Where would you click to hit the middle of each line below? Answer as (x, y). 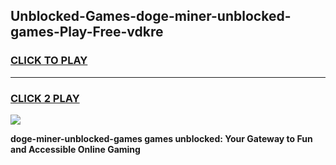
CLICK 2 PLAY (45, 98)
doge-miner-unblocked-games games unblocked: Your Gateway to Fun (161, 138)
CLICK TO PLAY (49, 61)
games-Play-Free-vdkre (87, 32)
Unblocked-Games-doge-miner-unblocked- (151, 16)
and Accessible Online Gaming (75, 149)
